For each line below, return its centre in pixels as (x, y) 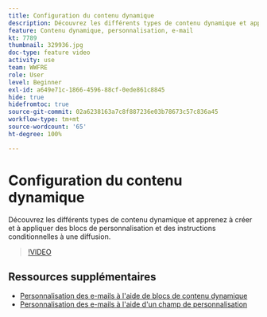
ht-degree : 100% (35, 134)
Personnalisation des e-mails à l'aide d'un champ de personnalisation (133, 304)
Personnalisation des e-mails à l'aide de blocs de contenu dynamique (133, 296)
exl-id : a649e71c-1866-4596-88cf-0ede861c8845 (87, 90)
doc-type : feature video (49, 53)
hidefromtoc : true (39, 104)
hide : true (26, 97)
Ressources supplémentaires (82, 277)
